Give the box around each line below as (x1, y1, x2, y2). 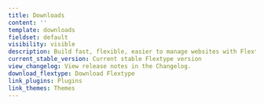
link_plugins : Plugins (8, 77, 82, 84)
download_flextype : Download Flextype (8, 70, 135, 77)
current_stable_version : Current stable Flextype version (8, 56, 202, 63)
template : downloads (8, 26, 76, 34)
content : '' (8, 19, 47, 27)
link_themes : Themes (8, 84, 76, 92)
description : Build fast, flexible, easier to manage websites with (8, 48, 237, 56)
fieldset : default (8, 33, 68, 41)
